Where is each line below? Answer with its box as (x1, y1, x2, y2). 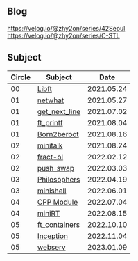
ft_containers (37, 219, 80, 229)
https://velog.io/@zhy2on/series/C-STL (7, 31, 120, 40)
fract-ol (37, 152, 64, 161)
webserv (37, 242, 66, 252)
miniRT (37, 208, 60, 218)
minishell (37, 186, 67, 196)
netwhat (37, 95, 64, 105)
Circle (10, 72, 31, 82)
